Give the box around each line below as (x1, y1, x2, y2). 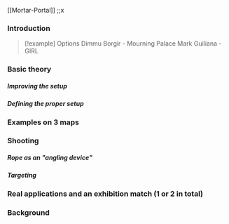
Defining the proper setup (7, 100, 84, 108)
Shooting (7, 136, 39, 146)
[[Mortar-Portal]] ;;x (7, 6, 64, 14)
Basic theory (7, 65, 52, 74)
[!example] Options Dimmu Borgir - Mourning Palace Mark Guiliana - (24, 39, 222, 48)
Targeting (7, 171, 37, 180)
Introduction (7, 23, 50, 33)
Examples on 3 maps (7, 117, 79, 127)
